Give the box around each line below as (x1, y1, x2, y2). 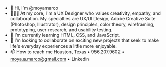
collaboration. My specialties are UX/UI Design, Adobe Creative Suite (10, 16, 156, 21)
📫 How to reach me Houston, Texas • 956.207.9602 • (10, 49, 125, 55)
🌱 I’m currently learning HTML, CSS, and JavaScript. (10, 32, 121, 38)
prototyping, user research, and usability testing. (10, 27, 113, 33)
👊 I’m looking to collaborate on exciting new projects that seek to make (10, 37, 159, 43)
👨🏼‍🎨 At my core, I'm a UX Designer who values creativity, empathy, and (10, 10, 161, 16)
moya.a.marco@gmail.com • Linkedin (10, 56, 89, 62)
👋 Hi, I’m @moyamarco (10, 5, 59, 11)
